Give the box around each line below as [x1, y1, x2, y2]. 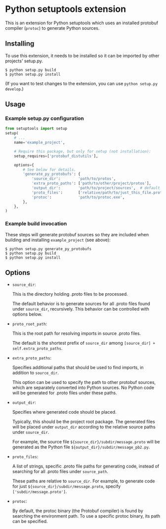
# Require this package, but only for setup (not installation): [14, 149, 152, 154]
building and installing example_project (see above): [5, 237, 111, 243]
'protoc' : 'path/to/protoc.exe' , [31, 195, 125, 200]
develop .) [5, 86, 24, 92]
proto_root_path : [12, 321, 47, 327]
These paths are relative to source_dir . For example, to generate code [12, 478, 155, 484]
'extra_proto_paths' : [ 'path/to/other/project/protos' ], [31, 181, 152, 186]
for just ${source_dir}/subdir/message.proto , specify [12, 483, 121, 489]
